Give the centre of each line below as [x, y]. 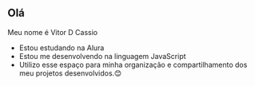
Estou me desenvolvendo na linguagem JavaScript [102, 56]
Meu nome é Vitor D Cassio [52, 32]
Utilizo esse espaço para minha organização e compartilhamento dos [133, 64]
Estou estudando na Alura [62, 48]
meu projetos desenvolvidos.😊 [70, 73]
